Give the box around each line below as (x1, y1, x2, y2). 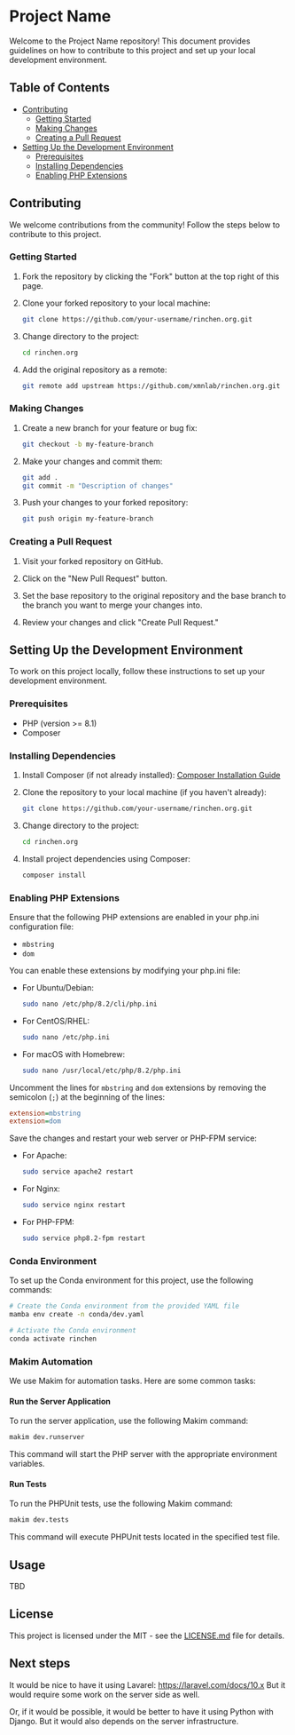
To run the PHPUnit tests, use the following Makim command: (9, 1499, 233, 1509)
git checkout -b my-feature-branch (21, 440, 154, 449)
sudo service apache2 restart (21, 1167, 135, 1176)
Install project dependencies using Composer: (21, 853, 190, 864)
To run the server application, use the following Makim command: (9, 1415, 249, 1427)
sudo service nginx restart (21, 1201, 126, 1210)
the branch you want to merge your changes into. (21, 600, 203, 610)
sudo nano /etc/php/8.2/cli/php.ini (21, 999, 158, 1008)
